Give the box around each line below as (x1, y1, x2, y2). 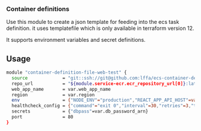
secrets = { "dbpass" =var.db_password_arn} (11, 108, 148, 115)
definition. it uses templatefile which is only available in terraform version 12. (6, 25, 194, 32)
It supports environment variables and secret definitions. (6, 36, 146, 44)
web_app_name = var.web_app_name (11, 86, 111, 92)
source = (11, 75, 66, 81)
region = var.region (11, 92, 95, 98)
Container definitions (6, 5, 70, 13)
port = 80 (11, 114, 74, 120)
